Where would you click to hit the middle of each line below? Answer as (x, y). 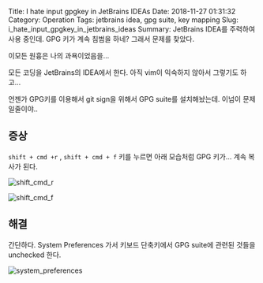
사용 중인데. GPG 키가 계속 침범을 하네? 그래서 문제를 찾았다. (101, 39)
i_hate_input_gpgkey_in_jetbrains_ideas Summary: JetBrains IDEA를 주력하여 (131, 29)
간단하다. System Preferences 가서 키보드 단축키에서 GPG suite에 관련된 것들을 (132, 244)
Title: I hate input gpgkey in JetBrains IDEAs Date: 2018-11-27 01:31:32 (122, 11)
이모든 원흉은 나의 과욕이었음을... (59, 56)
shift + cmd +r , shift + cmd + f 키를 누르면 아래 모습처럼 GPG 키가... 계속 (128, 156)
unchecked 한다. (35, 255)
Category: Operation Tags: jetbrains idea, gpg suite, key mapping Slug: (123, 20)
